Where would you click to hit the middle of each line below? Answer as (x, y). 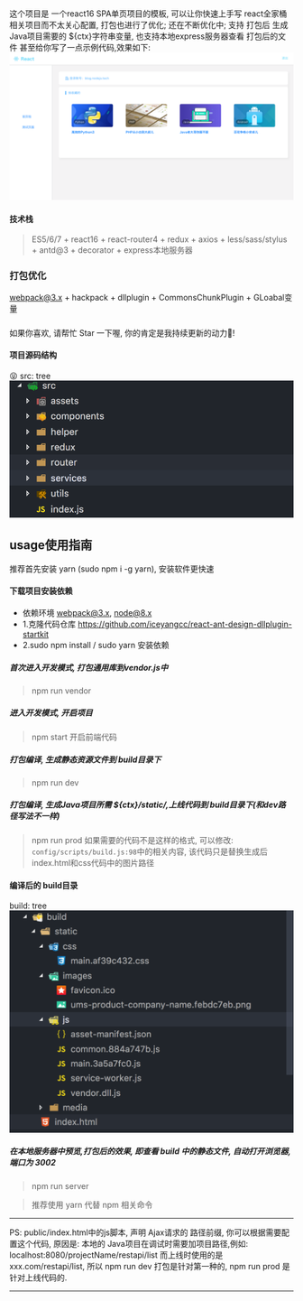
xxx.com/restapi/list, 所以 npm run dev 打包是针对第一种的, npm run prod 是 (150, 1266)
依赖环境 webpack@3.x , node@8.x (87, 613)
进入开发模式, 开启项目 (51, 712)
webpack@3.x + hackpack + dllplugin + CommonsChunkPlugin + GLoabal (147, 297)
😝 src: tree (30, 376)
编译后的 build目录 (44, 885)
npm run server (60, 1185)
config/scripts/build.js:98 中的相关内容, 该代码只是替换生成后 (149, 851)
